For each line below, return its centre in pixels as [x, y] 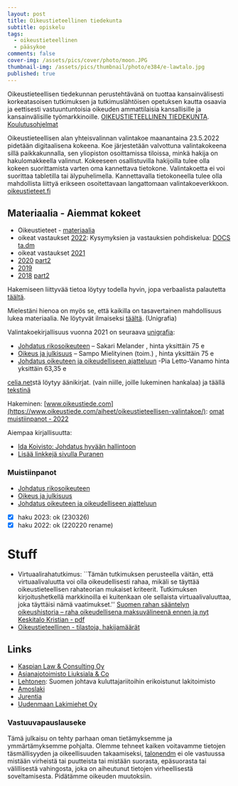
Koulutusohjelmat [33, 124]
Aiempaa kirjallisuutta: [40, 433]
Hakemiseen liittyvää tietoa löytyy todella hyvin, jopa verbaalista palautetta [117, 290]
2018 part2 [33, 276]
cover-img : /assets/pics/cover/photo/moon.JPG [77, 61]
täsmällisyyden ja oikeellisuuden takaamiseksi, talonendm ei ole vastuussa [116, 753]
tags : [15, 34]
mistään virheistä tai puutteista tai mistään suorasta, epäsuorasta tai [107, 761]
